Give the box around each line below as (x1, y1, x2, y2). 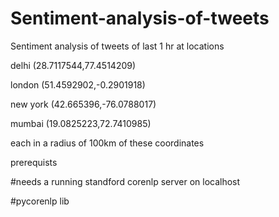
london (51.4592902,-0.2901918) (10, 78, 146, 91)
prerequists (10, 156, 58, 168)
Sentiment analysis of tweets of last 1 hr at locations (10, 40, 225, 52)
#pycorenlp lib (10, 195, 70, 207)
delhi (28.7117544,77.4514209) (10, 59, 137, 71)
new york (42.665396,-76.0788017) (10, 98, 157, 110)
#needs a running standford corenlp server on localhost (10, 175, 241, 187)
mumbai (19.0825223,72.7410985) (10, 117, 152, 129)
